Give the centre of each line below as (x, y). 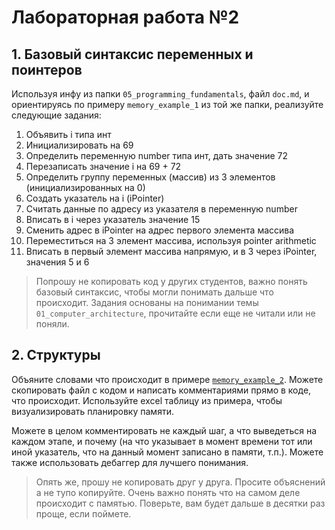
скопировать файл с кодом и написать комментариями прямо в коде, (161, 390)
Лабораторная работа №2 (125, 17)
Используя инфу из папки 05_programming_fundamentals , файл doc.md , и (160, 94)
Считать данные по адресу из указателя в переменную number (161, 209)
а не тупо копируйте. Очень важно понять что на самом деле (168, 492)
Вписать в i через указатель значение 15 (113, 219)
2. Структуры (56, 355)
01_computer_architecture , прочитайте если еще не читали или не (175, 313)
